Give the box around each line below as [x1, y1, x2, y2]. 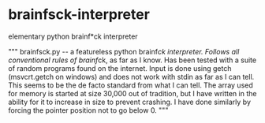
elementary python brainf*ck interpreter [8, 32, 138, 41]
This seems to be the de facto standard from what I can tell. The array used [8, 80, 254, 90]
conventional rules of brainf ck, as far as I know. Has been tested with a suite [8, 55, 257, 65]
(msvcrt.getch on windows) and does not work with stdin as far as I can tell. [8, 72, 255, 81]
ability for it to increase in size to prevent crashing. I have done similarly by [8, 97, 251, 106]
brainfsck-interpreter [8, 6, 150, 24]
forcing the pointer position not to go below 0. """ [8, 105, 169, 115]
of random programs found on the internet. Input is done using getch [8, 63, 232, 73]
